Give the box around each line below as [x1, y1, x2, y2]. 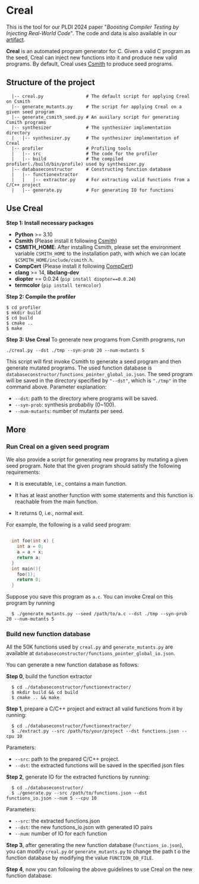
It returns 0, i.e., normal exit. [14, 510, 84, 517]
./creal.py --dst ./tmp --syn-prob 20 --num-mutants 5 [6, 347, 145, 353]
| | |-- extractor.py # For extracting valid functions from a [11, 176, 190, 182]
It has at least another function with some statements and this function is [14, 492, 193, 499]
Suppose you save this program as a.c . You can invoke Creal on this [6, 593, 173, 600]
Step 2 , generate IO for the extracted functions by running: [6, 773, 150, 781]
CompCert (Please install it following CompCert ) [14, 262, 134, 269]
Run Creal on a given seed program [6, 442, 110, 451]
